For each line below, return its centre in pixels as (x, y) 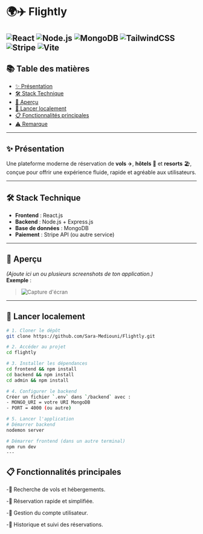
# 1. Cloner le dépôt (34, 330)
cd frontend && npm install (42, 369)
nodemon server (25, 430)
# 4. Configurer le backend (42, 391)
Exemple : (19, 280)
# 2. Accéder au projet (36, 347)
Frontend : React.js (39, 216)
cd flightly (21, 353)
